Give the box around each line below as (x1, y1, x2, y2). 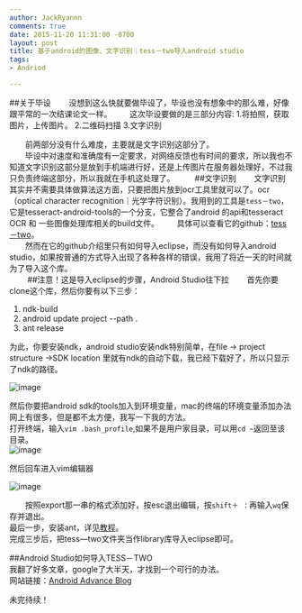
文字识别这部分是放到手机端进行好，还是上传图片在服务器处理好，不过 (24, 161, 285, 172)
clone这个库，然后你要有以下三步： (9, 285, 141, 296)
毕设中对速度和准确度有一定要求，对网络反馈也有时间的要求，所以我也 (24, 150, 285, 160)
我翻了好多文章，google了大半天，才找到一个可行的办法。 (9, 563, 225, 574)
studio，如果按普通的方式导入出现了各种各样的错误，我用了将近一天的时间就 (9, 252, 292, 262)
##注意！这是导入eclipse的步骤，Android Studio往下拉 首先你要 (26, 274, 279, 285)
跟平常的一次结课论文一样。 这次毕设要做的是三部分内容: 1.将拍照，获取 (9, 108, 289, 119)
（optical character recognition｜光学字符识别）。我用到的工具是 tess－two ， (9, 195, 289, 206)
